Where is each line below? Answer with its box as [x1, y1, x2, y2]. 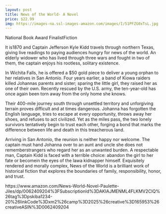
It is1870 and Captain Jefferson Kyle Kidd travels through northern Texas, [5, 44, 155, 50]
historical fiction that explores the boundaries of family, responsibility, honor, [5, 168, 162, 174]
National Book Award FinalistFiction [5, 35, 78, 41]
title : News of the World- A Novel [5, 12, 79, 17]
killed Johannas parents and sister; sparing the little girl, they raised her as [5, 80, 158, 86]
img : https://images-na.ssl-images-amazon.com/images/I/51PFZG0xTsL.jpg [5, 21, 159, 26]
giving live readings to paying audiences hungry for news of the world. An [5, 50, 156, 56]
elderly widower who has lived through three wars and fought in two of [5, 55, 150, 61]
